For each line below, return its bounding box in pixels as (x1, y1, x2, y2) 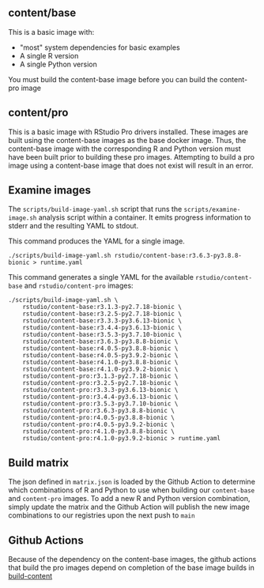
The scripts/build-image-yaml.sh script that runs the (8, 205, 183, 214)
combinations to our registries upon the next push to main (8, 511, 195, 520)
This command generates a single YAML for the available (8, 273, 194, 282)
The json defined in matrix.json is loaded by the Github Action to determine (8, 477, 255, 487)
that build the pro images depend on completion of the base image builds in (8, 563, 255, 572)
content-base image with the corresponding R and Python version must (8, 144, 241, 153)
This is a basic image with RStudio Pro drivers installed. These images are (8, 126, 249, 137)
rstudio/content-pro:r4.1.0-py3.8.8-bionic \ (22, 428, 175, 435)
